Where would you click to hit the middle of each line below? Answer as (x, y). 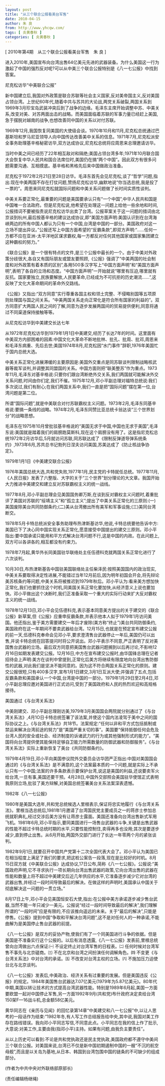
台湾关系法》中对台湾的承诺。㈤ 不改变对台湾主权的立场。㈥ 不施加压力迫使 (82, 958)
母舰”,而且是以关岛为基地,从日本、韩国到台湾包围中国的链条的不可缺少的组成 (82, 1052)
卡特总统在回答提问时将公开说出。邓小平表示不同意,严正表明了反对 (87, 641)
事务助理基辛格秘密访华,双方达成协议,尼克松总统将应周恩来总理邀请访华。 (84, 143)
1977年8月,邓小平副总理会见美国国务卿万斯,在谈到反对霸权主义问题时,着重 (80, 494)
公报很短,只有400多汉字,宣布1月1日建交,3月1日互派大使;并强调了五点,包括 (83, 672)
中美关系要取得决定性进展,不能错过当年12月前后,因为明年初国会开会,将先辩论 (82, 575)
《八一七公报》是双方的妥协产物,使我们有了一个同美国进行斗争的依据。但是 (81, 934)
